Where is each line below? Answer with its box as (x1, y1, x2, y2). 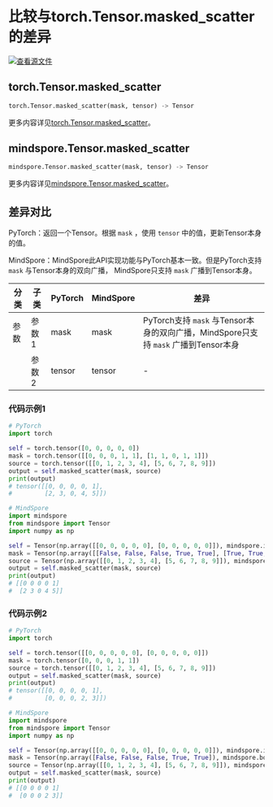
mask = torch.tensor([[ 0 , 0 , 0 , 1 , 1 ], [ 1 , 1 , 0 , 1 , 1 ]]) (8, 452, 209, 460)
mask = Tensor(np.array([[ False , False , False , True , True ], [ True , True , (8, 549, 267, 558)
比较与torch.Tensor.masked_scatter (8, 7, 255, 26)
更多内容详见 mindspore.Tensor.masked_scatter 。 (8, 179, 174, 189)
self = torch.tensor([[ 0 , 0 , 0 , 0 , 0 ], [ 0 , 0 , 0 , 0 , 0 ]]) (8, 649, 209, 657)
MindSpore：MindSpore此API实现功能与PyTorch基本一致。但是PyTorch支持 (8, 255, 262, 265)
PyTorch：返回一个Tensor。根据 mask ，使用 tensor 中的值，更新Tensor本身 (8, 228, 262, 238)
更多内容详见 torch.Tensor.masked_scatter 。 (8, 117, 156, 127)
